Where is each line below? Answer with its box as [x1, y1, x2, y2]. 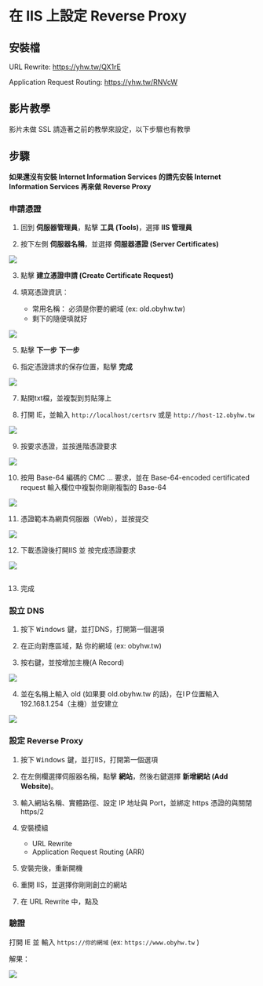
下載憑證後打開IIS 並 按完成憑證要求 [20, 545, 137, 554]
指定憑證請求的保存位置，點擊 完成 [20, 362, 133, 371]
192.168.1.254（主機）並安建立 [20, 699, 119, 709]
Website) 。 [20, 781, 58, 791]
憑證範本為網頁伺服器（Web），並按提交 [20, 513, 149, 523]
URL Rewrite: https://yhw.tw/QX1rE [9, 62, 121, 71]
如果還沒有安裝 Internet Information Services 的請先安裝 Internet [9, 172, 221, 181]
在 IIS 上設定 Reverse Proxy [9, 7, 188, 25]
